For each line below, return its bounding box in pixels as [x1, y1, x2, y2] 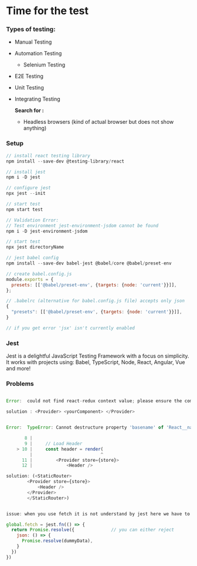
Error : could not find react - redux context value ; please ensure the [6, 398, 182, 404]
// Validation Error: [6, 217, 59, 223]
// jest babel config [6, 255, 59, 261]
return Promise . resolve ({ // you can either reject [11, 527, 175, 533]
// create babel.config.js [6, 271, 72, 277]
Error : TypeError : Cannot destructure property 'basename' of [6, 425, 164, 431]
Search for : [14, 107, 44, 114]
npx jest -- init [6, 190, 46, 197]
